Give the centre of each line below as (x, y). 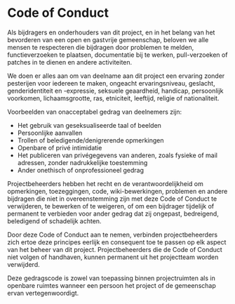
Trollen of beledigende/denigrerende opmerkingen (90, 140)
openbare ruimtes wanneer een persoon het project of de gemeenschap (112, 285)
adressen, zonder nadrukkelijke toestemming (82, 162)
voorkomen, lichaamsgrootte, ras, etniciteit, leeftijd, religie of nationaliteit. (113, 98)
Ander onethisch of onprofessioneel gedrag (80, 170)
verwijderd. (23, 264)
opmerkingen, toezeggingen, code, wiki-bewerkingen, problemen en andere (117, 191)
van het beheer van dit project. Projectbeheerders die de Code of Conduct (115, 249)
